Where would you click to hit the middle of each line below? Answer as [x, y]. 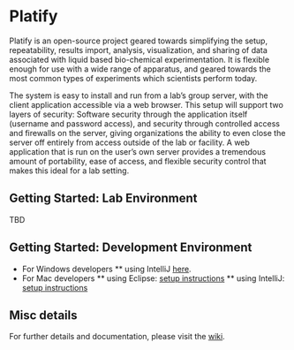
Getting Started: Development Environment [131, 248]
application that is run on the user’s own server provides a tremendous [138, 151]
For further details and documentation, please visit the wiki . [117, 337]
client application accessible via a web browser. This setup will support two [147, 104]
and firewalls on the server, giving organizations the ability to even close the [147, 133]
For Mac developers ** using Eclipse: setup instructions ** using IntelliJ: [153, 278]
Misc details [43, 315]
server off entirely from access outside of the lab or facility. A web [129, 142]
